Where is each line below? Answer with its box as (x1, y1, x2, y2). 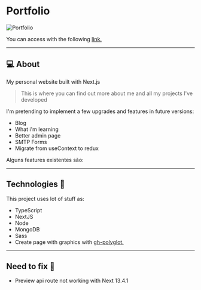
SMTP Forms (14, 138, 47, 145)
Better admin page (14, 132, 61, 139)
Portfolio (6, 4, 50, 18)
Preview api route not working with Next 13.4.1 (14, 277, 129, 285)
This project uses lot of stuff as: (6, 195, 85, 202)
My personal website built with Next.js (6, 78, 100, 85)
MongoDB (14, 225, 40, 233)
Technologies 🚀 (6, 179, 65, 190)
